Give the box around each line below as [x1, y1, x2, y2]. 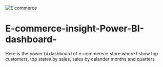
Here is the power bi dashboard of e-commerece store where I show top [5, 50, 158, 56]
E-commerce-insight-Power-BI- [5, 23, 145, 34]
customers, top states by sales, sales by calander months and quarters [5, 56, 155, 62]
